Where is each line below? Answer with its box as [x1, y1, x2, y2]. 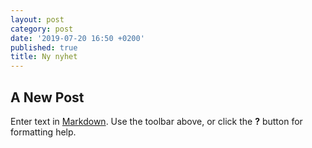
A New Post [10, 89, 85, 106]
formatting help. [10, 126, 77, 138]
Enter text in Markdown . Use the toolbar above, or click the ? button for [10, 115, 303, 127]
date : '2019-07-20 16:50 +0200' [10, 33, 145, 43]
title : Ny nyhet [10, 52, 78, 62]
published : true [10, 42, 78, 53]
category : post [10, 24, 74, 34]
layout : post [10, 14, 65, 25]
